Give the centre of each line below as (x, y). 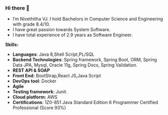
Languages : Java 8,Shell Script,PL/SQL (53, 54)
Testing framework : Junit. (40, 92)
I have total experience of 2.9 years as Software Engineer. (72, 35)
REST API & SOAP (31, 70)
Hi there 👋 (18, 8)
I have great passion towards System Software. (61, 30)
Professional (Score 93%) (39, 108)
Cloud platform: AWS (35, 97)
